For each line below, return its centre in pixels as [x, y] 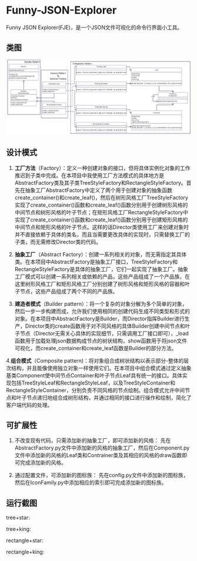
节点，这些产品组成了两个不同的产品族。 [69, 291]
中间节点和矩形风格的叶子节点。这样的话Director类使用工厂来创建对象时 [102, 227]
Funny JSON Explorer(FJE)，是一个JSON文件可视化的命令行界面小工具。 [94, 27]
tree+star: [18, 518]
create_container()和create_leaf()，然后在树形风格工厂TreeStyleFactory [101, 197]
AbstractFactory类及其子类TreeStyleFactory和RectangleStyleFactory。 [100, 182]
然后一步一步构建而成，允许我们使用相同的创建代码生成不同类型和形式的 [102, 311]
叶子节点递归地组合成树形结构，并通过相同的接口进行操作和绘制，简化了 [104, 397]
